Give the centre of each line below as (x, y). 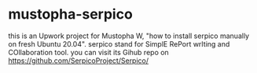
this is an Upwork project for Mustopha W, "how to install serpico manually (129, 36)
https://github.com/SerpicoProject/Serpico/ (79, 61)
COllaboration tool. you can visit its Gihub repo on (88, 52)
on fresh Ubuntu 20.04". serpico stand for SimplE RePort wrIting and (119, 43)
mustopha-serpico (71, 14)
